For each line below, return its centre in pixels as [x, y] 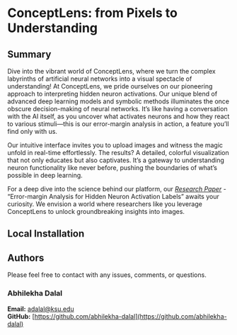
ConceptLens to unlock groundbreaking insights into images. [96, 211]
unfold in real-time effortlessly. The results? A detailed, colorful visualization [118, 153]
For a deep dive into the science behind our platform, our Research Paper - [117, 189]
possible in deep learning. [45, 175]
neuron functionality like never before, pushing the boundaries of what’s [112, 167]
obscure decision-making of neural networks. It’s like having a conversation [117, 109]
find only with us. [33, 131]
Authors [26, 257]
